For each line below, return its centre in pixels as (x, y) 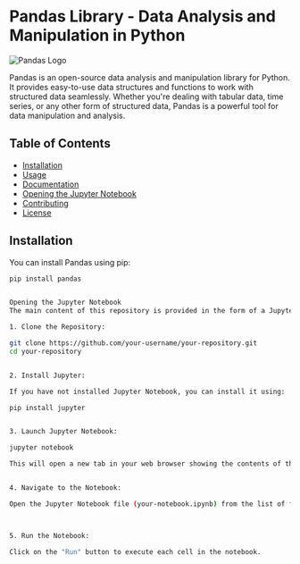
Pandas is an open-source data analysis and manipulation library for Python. (150, 77)
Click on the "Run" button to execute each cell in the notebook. (135, 551)
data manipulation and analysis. (67, 115)
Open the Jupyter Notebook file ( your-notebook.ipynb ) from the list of (147, 504)
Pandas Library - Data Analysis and (143, 17)
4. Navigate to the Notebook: (66, 488)
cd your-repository (46, 351)
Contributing (45, 203)
